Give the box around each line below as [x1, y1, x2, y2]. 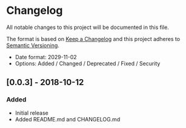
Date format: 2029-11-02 [15, 53, 77, 60]
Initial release [15, 109, 48, 117]
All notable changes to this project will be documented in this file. [6, 24, 170, 31]
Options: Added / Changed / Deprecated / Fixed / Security [15, 60, 161, 67]
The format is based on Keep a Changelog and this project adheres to [6, 35, 181, 42]
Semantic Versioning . [6, 42, 59, 49]
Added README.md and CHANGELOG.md [15, 115, 121, 123]
